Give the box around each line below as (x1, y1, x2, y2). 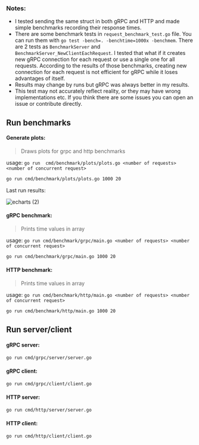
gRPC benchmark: (6, 212, 52, 219)
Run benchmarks (6, 118, 71, 128)
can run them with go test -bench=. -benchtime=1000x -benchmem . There (14, 37, 194, 44)
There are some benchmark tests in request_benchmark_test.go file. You (14, 30, 192, 38)
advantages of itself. (14, 75, 66, 82)
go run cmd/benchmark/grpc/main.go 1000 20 (6, 253, 116, 259)
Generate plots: (6, 134, 46, 142)
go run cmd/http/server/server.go (6, 407, 92, 413)
